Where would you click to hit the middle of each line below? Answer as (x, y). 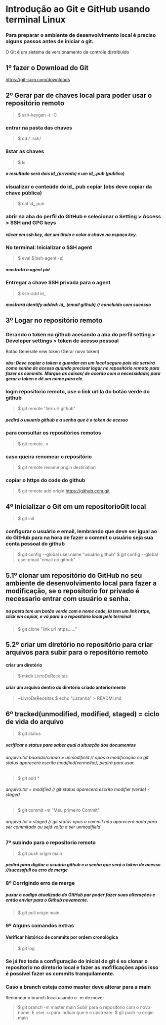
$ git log (26, 948)
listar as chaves (25, 151)
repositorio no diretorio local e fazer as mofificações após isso (82, 967)
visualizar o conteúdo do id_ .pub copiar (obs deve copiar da (79, 186)
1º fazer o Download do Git (47, 68)
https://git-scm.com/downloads (38, 80)
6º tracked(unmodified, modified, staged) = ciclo (83, 714)
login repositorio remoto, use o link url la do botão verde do (78, 391)
